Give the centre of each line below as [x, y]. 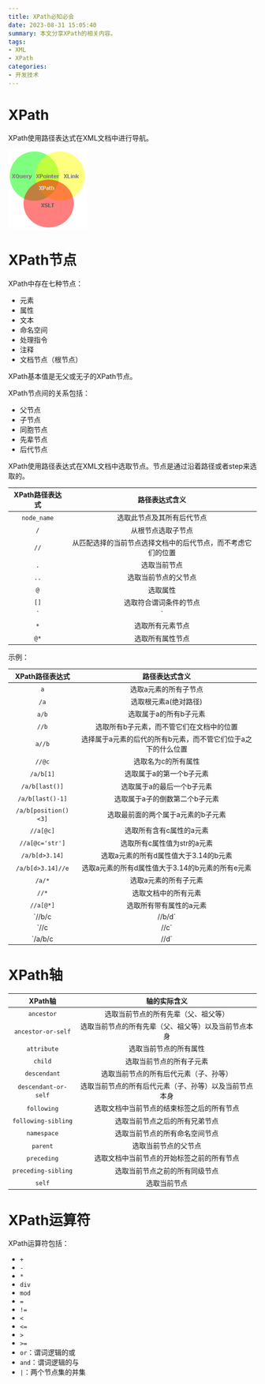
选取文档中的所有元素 [167, 893]
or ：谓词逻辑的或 [48, 1352]
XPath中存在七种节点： [46, 283]
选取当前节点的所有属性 [167, 1048]
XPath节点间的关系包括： [49, 393]
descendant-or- [43, 1087]
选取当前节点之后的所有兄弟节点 [167, 1120]
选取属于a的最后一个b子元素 [167, 786]
